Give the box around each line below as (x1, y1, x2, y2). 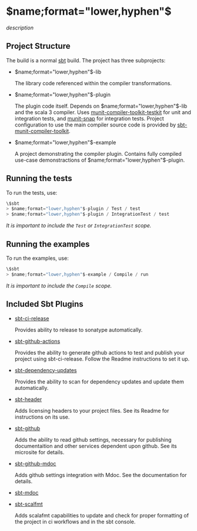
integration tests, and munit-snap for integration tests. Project (14, 115, 165, 122)
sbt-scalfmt (14, 500, 43, 507)
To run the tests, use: (6, 189, 58, 196)
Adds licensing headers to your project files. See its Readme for (14, 407, 169, 414)
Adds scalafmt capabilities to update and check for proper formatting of (14, 512, 189, 519)
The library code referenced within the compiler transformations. (14, 79, 172, 86)
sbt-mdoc (14, 489, 39, 496)
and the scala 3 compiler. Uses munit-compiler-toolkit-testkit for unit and (14, 108, 191, 116)
